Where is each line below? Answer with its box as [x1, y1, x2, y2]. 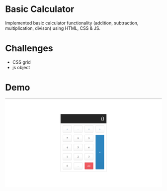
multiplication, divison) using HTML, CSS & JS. [5, 25, 101, 31]
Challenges [5, 43, 53, 54]
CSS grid [12, 59, 31, 65]
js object [12, 64, 30, 70]
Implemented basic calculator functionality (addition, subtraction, [5, 20, 139, 26]
